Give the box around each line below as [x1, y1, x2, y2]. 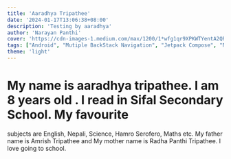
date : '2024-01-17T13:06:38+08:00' [7, 16, 109, 23]
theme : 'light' [7, 49, 51, 56]
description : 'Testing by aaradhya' [7, 23, 112, 29]
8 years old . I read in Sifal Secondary [7, 93, 223, 108]
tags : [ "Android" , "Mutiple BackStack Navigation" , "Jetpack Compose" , [7, 42, 217, 49]
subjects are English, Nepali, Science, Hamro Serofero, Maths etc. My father [7, 130, 223, 138]
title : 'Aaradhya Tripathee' [7, 10, 91, 17]
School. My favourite [7, 107, 129, 123]
